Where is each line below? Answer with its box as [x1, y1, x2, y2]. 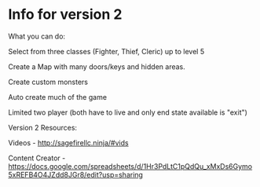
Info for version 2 [8, 5, 123, 24]
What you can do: [8, 31, 65, 41]
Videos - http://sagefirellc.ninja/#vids [8, 137, 129, 147]
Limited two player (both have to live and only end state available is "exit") [8, 108, 247, 117]
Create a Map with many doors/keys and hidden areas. [8, 61, 186, 71]
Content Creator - [8, 153, 66, 163]
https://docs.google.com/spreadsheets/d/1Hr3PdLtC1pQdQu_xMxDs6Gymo [8, 161, 253, 170]
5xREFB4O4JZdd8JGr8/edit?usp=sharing [8, 170, 144, 179]
